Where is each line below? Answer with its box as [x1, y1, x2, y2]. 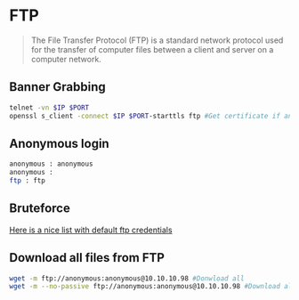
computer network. [30, 53, 102, 64]
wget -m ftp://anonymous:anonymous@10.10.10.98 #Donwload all [9, 273, 245, 283]
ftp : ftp [9, 176, 46, 185]
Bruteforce [9, 201, 71, 216]
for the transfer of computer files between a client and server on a [30, 44, 274, 54]
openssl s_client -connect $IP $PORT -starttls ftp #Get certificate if [9, 111, 280, 120]
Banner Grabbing [9, 79, 106, 94]
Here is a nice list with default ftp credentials [9, 224, 173, 235]
